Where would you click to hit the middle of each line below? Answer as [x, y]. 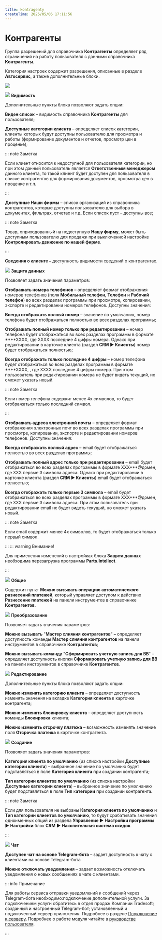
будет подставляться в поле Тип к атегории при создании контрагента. [79, 791]
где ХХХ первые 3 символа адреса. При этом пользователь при [71, 503]
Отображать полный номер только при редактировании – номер [74, 329]
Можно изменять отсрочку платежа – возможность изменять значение [81, 727]
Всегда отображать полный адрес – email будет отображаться [71, 448]
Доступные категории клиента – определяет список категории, [72, 129]
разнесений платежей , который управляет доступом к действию [73, 595]
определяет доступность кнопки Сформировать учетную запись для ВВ [81, 659]
